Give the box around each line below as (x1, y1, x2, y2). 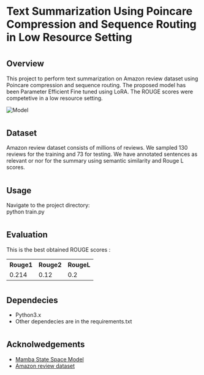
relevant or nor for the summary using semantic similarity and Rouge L (6, 157, 184, 164)
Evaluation (6, 230, 48, 240)
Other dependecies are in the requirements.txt (15, 318, 132, 325)
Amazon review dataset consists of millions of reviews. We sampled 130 (6, 144, 188, 152)
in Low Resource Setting (6, 31, 133, 44)
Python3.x (15, 311, 42, 319)
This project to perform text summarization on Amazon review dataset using (6, 75, 198, 82)
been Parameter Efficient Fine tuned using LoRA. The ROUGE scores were (6, 88, 194, 95)
